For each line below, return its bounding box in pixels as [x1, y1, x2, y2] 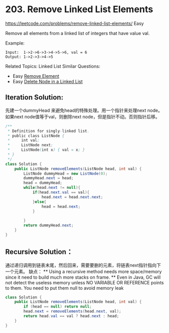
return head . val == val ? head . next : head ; [23, 314, 119, 319]
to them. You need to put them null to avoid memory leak [5, 285, 124, 291]
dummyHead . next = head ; [23, 176, 74, 181]
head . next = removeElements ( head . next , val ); [23, 309, 122, 314]
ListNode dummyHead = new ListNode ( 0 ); [23, 171, 108, 176]
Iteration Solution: [5, 93, 63, 102]
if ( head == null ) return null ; [23, 304, 92, 309]
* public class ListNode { [7, 133, 65, 138]
